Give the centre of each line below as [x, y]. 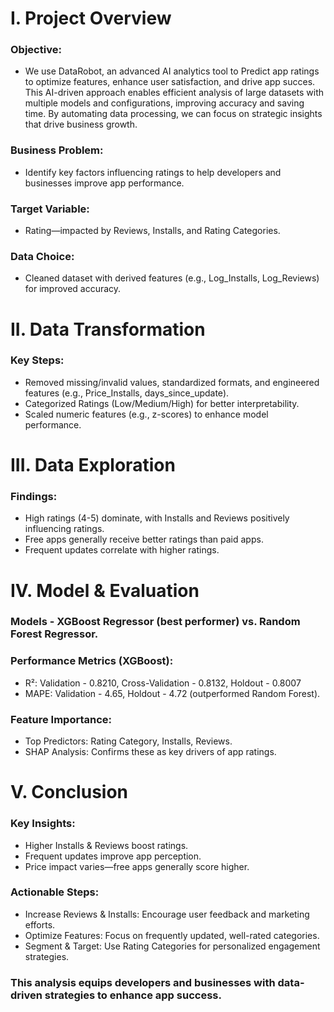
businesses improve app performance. [104, 183]
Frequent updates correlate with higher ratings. [122, 550]
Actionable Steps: [55, 892]
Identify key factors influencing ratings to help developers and [153, 172]
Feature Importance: [61, 719]
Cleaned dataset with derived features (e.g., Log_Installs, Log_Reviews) [172, 278]
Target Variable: [50, 209]
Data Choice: [42, 256]
